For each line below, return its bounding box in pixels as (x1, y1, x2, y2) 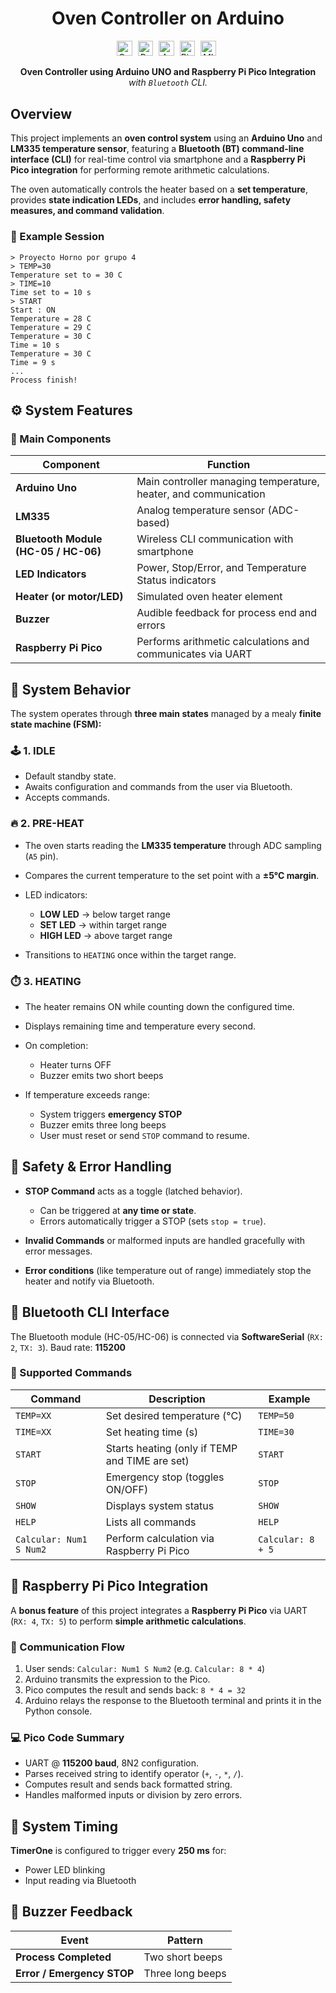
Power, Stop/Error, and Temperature (136, 561, 307, 575)
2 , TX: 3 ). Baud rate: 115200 (10, 1341, 127, 1353)
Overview (10, 105, 73, 122)
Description (148, 1392, 206, 1406)
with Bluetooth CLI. (128, 77, 208, 89)
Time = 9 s (10, 357, 56, 367)
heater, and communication (136, 487, 266, 501)
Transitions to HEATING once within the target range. (24, 948, 237, 961)
